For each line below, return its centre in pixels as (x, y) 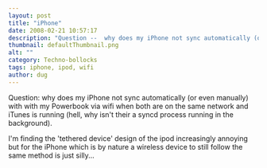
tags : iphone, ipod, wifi (51, 68)
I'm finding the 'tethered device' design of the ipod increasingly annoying (128, 138)
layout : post (30, 16)
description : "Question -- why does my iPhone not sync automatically (129, 38)
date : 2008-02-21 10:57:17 (53, 30)
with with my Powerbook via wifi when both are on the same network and (128, 106)
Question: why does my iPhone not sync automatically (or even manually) (128, 97)
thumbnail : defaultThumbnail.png (64, 45)
